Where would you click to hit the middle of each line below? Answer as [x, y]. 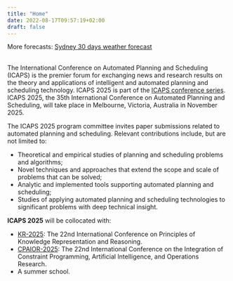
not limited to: [27, 141]
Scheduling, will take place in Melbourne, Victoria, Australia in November [112, 105]
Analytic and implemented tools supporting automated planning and [115, 185]
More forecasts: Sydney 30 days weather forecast [80, 47]
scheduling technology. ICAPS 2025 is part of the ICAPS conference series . [116, 90]
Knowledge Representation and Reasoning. [80, 242]
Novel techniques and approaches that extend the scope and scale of [118, 170]
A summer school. [44, 272]
